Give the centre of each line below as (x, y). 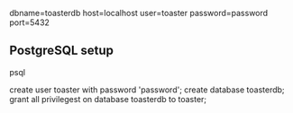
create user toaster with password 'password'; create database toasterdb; (147, 90)
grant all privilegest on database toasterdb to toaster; (108, 99)
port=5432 (29, 22)
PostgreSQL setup (62, 51)
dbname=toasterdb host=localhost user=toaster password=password (139, 13)
